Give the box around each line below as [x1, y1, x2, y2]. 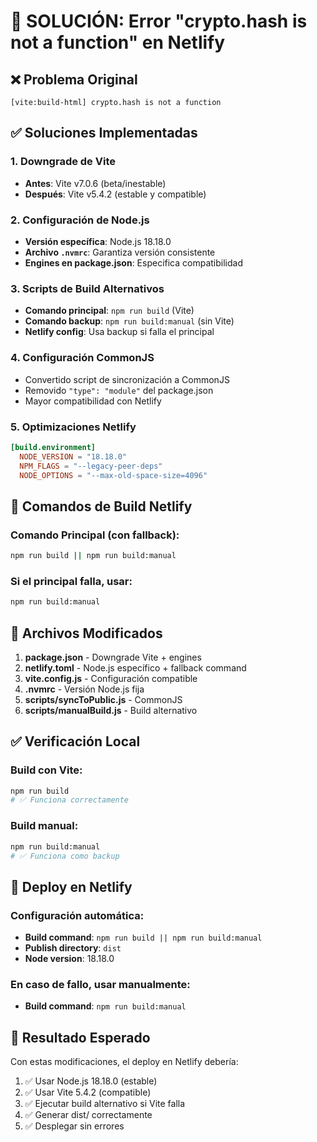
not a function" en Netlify [10, 31, 226, 54]
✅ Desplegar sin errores [24, 1120, 125, 1132]
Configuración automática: [10, 908, 145, 922]
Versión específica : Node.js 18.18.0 [24, 235, 172, 247]
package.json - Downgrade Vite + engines [24, 651, 202, 663]
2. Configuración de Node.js [10, 213, 150, 227]
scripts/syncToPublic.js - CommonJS [24, 693, 183, 705]
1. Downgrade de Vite [10, 155, 116, 169]
